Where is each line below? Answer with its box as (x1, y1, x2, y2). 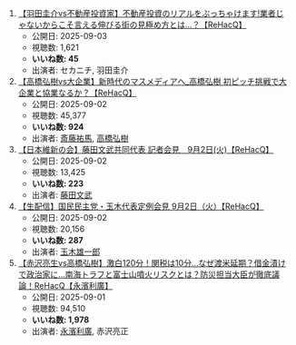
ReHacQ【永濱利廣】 (34, 281, 113, 291)
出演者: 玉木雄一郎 (31, 246, 101, 257)
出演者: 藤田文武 (31, 190, 93, 200)
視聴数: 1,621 (31, 42, 79, 53)
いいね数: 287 (31, 235, 84, 245)
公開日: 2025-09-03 (31, 31, 107, 41)
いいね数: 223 (31, 178, 84, 189)
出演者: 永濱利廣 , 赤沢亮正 (31, 326, 129, 336)
